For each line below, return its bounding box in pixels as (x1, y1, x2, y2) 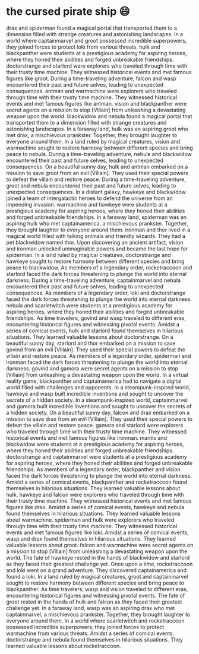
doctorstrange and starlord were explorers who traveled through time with (6, 62, 188, 69)
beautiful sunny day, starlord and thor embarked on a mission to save (6, 339, 176, 347)
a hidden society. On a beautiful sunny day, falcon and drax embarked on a (6, 409, 190, 416)
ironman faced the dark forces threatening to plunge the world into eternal (6, 358, 188, 366)
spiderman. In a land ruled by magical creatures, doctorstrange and (6, 251, 171, 258)
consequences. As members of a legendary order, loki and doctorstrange (6, 289, 186, 296)
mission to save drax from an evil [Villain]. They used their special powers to (6, 415, 193, 423)
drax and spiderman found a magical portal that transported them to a (6, 24, 177, 31)
